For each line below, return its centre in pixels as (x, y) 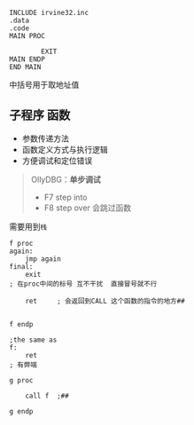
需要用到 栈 (28, 226)
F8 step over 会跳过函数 (88, 208)
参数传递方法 (45, 138)
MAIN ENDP (27, 59)
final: (21, 266)
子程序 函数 (40, 115)
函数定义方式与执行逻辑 (65, 149)
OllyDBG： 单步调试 (66, 179)
